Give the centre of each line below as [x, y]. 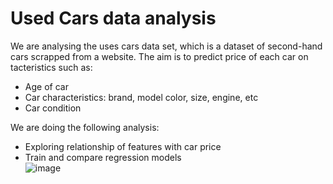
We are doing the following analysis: [85, 127]
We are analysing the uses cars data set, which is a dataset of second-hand [166, 46]
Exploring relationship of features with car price [123, 146]
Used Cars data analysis [113, 18]
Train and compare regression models [103, 157]
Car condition [53, 108]
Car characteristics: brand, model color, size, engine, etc [141, 97]
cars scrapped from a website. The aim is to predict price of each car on [159, 56]
